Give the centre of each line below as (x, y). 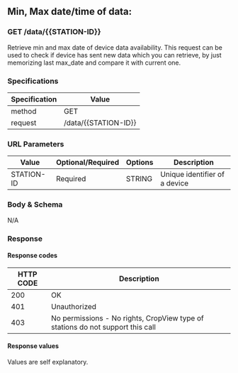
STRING (140, 179)
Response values (33, 346)
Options (140, 163)
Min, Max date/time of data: (70, 12)
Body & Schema (35, 205)
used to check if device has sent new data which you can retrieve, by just (114, 55)
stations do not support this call (103, 327)
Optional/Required (87, 163)
